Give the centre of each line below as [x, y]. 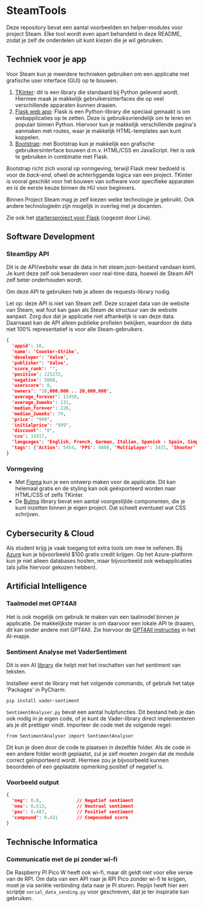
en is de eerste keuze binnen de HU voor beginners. [71, 187]
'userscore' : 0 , [32, 386]
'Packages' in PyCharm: [36, 690]
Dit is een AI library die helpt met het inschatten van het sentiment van [94, 665]
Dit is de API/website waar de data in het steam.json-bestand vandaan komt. [101, 267]
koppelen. [27, 137]
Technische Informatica [52, 842]
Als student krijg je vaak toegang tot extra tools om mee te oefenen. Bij [94, 548]
